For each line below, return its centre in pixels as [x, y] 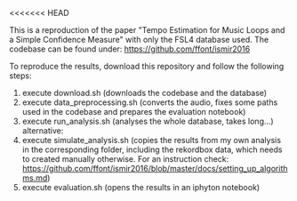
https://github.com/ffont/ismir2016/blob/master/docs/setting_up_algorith [155, 169]
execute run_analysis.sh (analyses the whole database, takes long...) [148, 121]
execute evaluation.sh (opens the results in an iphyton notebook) [141, 187]
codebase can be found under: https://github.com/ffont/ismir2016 [130, 49]
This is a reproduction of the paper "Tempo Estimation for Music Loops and [147, 30]
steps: [20, 76]
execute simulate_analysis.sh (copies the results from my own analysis [152, 140]
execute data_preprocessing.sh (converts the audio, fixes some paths [150, 102]
